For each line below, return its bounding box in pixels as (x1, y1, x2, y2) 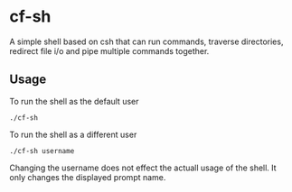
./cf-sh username (9, 146, 75, 155)
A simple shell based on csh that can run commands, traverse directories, (9, 36, 284, 47)
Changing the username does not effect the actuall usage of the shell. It (9, 162, 278, 173)
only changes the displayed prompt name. (9, 171, 166, 182)
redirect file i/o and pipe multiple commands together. (9, 45, 210, 56)
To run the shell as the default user (9, 96, 139, 106)
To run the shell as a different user (9, 129, 137, 140)
